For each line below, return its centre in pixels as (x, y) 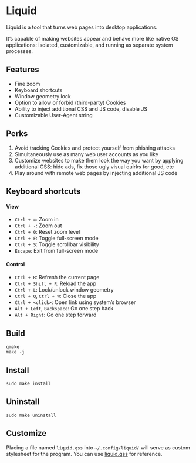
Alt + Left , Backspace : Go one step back (64, 309)
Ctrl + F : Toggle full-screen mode (56, 238)
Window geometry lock (43, 96)
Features (23, 70)
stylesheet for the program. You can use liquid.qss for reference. (84, 454)
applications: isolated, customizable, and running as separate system (89, 45)
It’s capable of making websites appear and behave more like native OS (92, 38)
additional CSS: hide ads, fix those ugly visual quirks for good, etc (94, 167)
